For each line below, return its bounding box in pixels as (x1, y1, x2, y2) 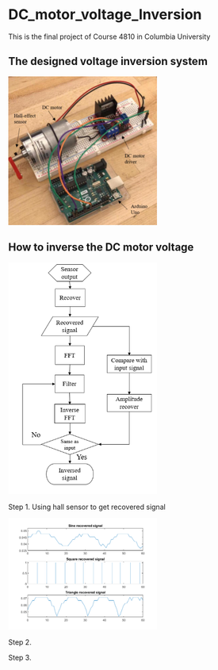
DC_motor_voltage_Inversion (8, 6, 202, 24)
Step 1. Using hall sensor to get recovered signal (8, 502, 166, 512)
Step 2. (8, 637, 32, 647)
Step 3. (8, 653, 32, 663)
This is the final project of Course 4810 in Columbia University (8, 32, 211, 41)
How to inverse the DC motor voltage (8, 240, 194, 255)
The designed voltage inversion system (8, 55, 208, 68)
